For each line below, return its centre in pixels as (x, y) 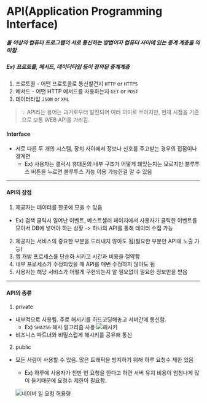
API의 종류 (19, 292)
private (24, 307)
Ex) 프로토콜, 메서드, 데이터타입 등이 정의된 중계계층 (68, 67)
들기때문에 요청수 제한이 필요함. (69, 381)
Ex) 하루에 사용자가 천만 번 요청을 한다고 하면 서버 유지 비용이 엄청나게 (109, 373)
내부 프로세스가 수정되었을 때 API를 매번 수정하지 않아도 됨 (85, 264)
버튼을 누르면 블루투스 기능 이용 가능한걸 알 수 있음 (92, 171)
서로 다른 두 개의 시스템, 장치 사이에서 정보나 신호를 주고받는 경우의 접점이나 (106, 148)
